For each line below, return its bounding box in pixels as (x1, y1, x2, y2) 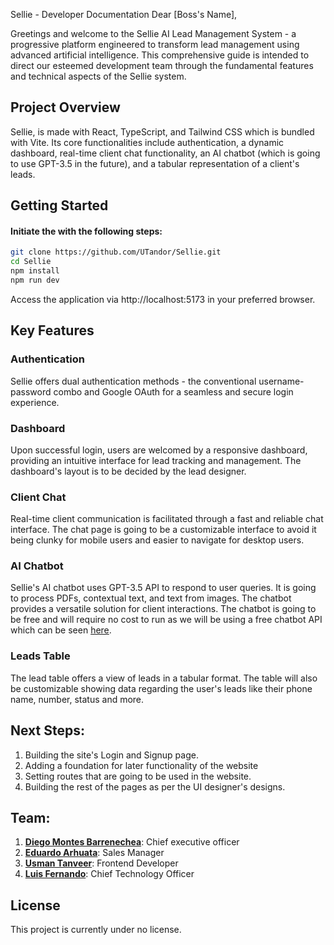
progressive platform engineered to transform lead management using (10, 39, 300, 50)
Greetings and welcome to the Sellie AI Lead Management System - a (10, 28, 297, 39)
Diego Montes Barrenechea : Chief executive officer (24, 836, 240, 848)
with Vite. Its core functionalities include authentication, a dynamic (10, 136, 285, 148)
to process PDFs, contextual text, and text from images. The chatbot (10, 592, 292, 604)
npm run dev (10, 275, 60, 286)
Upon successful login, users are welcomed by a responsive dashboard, (10, 444, 308, 456)
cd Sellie (10, 257, 52, 267)
